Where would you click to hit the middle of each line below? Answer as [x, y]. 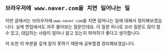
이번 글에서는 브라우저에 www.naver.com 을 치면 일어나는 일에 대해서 [71, 20]
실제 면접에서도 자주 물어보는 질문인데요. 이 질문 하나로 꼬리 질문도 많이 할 [88, 27]
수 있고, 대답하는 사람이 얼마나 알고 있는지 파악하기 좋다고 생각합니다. [73, 33]
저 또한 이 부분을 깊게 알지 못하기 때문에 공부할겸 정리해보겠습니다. [70, 43]
